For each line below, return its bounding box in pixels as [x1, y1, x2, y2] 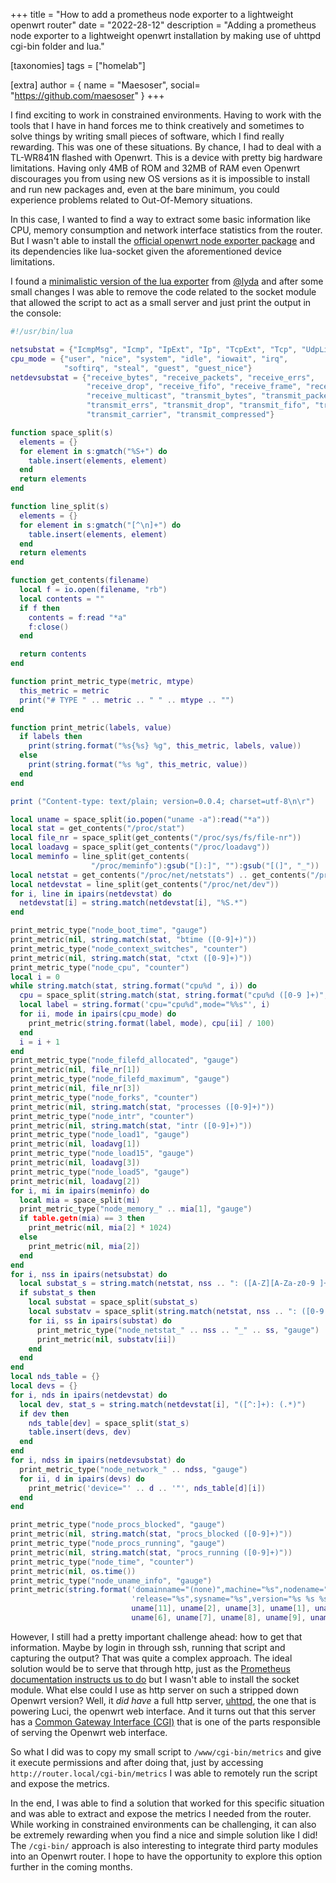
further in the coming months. [10, 1860, 133, 1873]
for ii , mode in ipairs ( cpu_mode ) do [19, 1009, 177, 1019]
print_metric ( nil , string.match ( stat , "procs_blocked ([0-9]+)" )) [10, 1529, 293, 1539]
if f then [19, 603, 60, 613]
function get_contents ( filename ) [10, 575, 150, 586]
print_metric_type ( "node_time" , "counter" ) [10, 1557, 195, 1567]
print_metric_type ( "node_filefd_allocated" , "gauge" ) [10, 1055, 240, 1066]
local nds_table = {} [10, 1372, 101, 1382]
